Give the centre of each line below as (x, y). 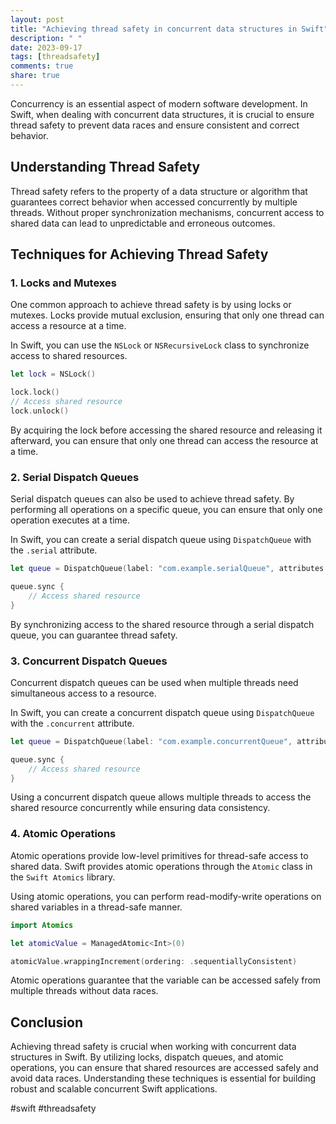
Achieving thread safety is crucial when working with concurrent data (153, 1047)
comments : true (42, 66)
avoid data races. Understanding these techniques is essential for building (163, 1078)
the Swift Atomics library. (63, 877)
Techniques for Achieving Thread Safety (139, 254)
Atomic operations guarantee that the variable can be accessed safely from (166, 980)
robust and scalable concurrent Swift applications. (114, 1089)
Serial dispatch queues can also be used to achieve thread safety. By (152, 499)
